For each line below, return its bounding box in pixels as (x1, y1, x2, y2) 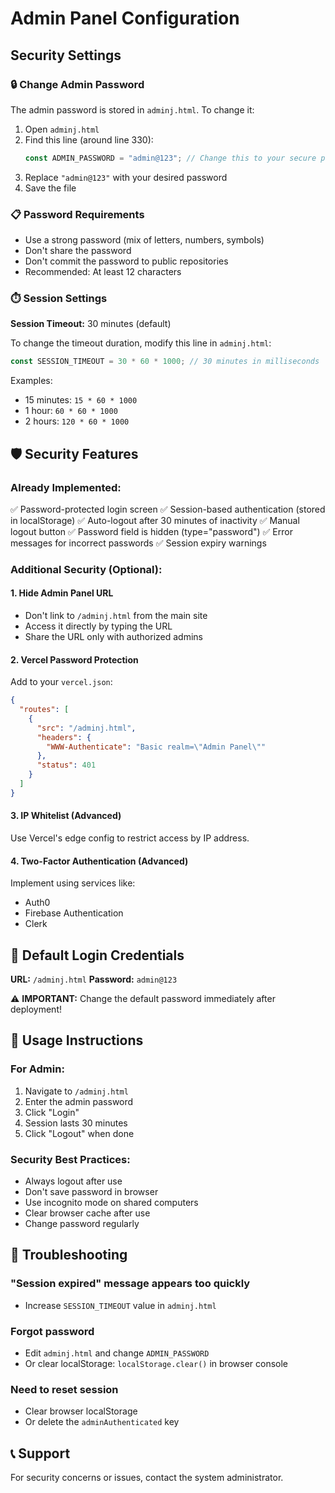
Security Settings (10, 47, 122, 64)
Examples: (10, 375, 53, 387)
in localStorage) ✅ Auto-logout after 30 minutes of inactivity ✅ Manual (10, 514, 300, 526)
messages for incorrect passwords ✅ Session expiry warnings (10, 537, 267, 549)
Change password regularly (24, 1218, 140, 1230)
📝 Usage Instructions (10, 1032, 144, 1049)
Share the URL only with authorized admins (24, 631, 204, 643)
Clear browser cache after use (24, 1207, 151, 1219)
